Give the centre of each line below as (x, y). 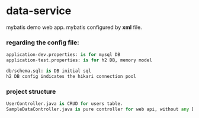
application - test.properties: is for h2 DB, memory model (79, 60)
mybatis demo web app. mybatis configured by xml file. (74, 27)
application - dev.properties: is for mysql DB (63, 55)
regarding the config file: (43, 42)
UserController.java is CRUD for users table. (65, 104)
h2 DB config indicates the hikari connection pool (71, 76)
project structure (31, 91)
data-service (39, 11)
